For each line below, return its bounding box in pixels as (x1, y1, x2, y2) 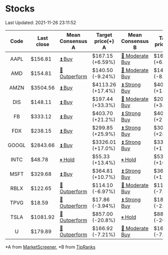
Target (96, 31, 112, 38)
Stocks (5, 3, 35, 14)
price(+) (94, 37, 114, 44)
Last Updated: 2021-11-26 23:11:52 (5, 19, 76, 25)
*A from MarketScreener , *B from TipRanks (5, 243, 96, 250)
